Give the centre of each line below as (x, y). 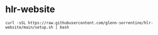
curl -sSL (16, 23)
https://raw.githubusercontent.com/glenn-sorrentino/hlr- (90, 23)
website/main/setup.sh (29, 27)
